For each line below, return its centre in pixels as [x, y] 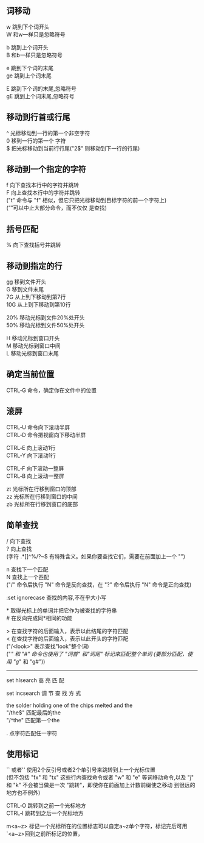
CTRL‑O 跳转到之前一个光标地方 [46, 806]
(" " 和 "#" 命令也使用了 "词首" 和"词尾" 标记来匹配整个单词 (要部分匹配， [97, 653]
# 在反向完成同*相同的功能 [39, 618]
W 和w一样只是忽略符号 [36, 34]
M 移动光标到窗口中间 [33, 346]
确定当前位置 [30, 375]
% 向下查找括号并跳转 [34, 245]
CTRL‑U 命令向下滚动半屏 [38, 427]
